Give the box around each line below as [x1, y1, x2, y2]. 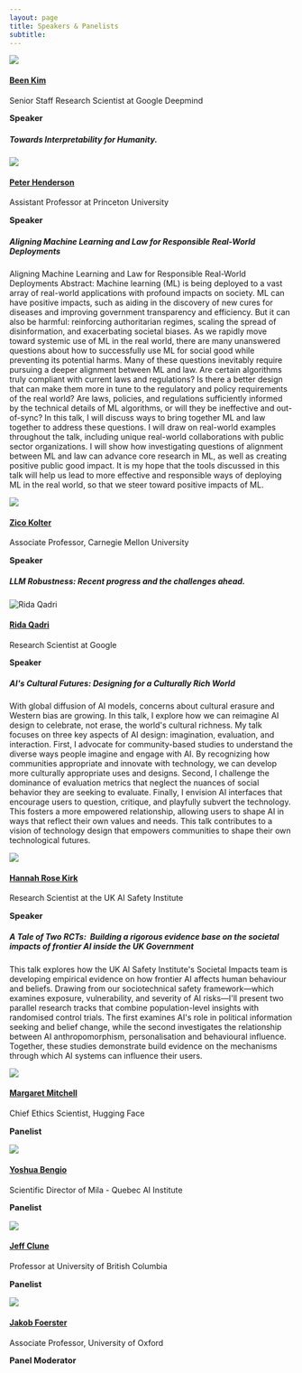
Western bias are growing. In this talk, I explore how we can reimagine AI [9, 710, 279, 721]
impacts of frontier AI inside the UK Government [9, 941, 194, 952]
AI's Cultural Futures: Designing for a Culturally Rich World [9, 678, 236, 689]
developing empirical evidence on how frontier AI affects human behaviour [9, 973, 287, 984]
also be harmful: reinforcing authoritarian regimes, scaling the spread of [9, 317, 277, 328]
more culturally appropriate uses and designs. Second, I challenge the [9, 768, 270, 779]
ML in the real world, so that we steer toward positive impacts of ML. [9, 479, 264, 490]
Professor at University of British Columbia [9, 1261, 169, 1272]
